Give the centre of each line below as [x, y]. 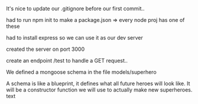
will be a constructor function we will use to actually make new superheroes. [99, 90]
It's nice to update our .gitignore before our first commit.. [75, 9]
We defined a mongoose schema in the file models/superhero [81, 72]
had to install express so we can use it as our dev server [74, 38]
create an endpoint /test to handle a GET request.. [67, 61]
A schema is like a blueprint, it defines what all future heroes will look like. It [98, 83]
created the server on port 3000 [45, 49]
